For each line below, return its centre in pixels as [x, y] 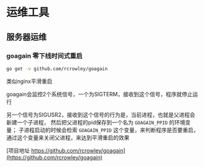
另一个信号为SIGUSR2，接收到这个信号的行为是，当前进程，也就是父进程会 [101, 115]
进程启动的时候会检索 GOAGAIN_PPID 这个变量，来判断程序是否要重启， [111, 130]
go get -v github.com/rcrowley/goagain [57, 69]
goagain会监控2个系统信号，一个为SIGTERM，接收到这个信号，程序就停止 [100, 94]
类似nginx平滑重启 [30, 81]
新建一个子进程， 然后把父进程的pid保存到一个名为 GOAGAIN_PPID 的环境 [96, 122]
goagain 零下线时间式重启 [45, 55]
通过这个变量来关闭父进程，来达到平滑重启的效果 [68, 137]
